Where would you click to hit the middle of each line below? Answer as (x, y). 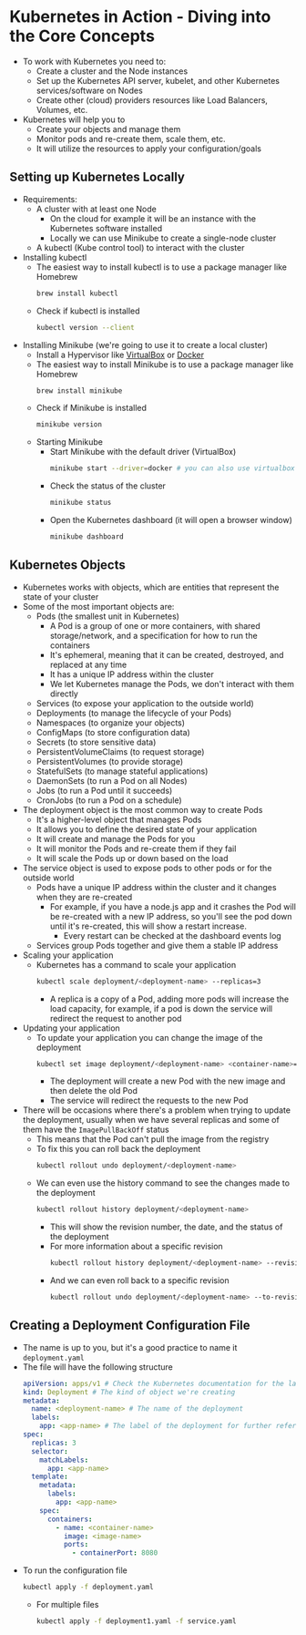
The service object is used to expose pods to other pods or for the (147, 868)
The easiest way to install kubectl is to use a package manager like (161, 267)
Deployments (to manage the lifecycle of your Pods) (134, 713)
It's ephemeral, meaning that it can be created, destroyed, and (167, 654)
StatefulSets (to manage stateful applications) (122, 771)
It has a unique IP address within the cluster (132, 674)
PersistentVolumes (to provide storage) (110, 761)
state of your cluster (61, 596)
